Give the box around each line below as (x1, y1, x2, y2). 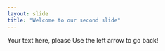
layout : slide (7, 10, 49, 17)
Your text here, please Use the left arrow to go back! (7, 36, 159, 44)
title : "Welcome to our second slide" (7, 17, 121, 24)
